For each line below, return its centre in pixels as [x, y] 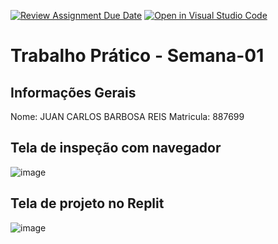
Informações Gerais [73, 92]
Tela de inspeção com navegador [116, 148]
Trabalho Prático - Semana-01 [137, 56]
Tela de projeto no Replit [87, 203]
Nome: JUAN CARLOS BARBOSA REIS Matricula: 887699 [127, 116]
